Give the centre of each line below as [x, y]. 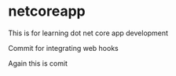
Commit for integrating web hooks [64, 48]
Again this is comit [38, 63]
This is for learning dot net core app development [88, 33]
